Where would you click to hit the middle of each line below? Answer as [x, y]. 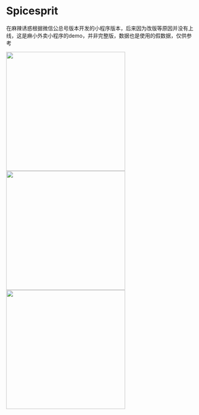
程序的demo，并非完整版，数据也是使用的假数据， [114, 35]
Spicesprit [32, 11]
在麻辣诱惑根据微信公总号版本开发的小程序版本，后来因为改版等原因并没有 [97, 28]
